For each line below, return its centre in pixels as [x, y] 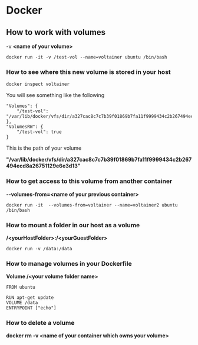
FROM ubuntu [21, 288]
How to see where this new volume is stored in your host [88, 72]
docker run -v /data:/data [39, 249]
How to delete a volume [40, 323]
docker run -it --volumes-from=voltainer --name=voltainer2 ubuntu [92, 205]
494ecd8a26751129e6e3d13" [43, 166]
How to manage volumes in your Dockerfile [69, 263]
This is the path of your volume [44, 148]
